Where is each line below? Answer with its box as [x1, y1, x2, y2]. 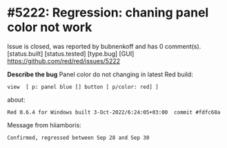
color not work [7, 19, 92, 35]
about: [7, 95, 26, 104]
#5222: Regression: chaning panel [7, 5, 209, 21]
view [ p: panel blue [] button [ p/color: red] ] [7, 83, 159, 90]
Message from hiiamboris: [7, 120, 81, 129]
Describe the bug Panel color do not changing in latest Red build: [7, 70, 193, 78]
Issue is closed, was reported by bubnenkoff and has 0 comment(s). [7, 42, 201, 50]
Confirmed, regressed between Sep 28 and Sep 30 [7, 134, 150, 141]
